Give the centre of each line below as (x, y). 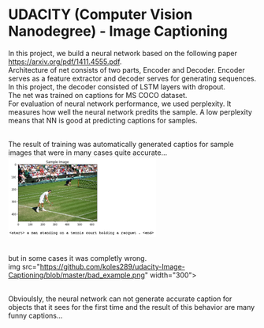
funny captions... (35, 315)
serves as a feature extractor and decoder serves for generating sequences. (132, 78)
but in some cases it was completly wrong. (78, 258)
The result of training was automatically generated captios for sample (121, 144)
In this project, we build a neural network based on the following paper (123, 53)
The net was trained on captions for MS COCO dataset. (98, 95)
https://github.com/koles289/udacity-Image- (112, 266)
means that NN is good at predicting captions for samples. (103, 120)
